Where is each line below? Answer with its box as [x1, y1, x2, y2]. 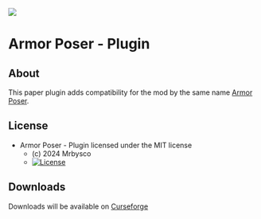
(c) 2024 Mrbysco [31, 148, 92, 158]
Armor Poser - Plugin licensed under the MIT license [19, 140, 193, 150]
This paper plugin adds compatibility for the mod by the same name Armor [8, 88, 253, 97]
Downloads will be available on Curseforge [8, 201, 149, 211]
